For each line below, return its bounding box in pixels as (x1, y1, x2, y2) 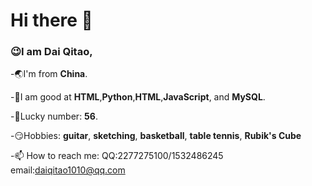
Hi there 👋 (10, 9, 93, 32)
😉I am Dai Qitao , (10, 45, 93, 59)
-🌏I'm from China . (10, 68, 88, 80)
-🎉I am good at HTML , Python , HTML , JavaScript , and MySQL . (10, 91, 266, 103)
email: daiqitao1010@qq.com (10, 164, 126, 176)
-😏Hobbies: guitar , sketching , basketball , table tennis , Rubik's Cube (10, 130, 302, 142)
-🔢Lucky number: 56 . (10, 110, 98, 123)
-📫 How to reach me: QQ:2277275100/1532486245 (10, 150, 224, 162)
